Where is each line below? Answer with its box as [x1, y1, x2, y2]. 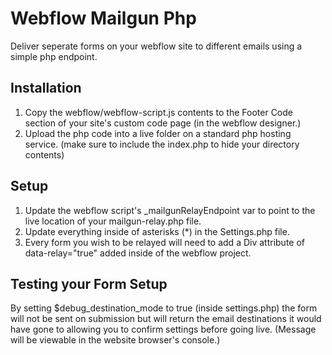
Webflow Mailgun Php [10, 7, 197, 30]
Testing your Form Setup [10, 275, 168, 292]
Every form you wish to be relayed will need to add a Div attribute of [24, 236, 306, 248]
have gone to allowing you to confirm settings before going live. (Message [10, 323, 317, 336]
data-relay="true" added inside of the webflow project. [24, 247, 252, 259]
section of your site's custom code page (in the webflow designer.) [24, 117, 302, 129]
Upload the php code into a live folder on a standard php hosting [24, 127, 292, 139]
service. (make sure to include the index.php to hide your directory [24, 138, 300, 150]
